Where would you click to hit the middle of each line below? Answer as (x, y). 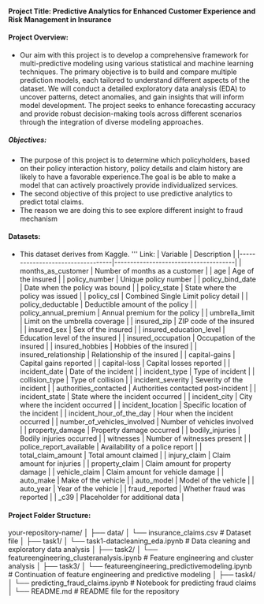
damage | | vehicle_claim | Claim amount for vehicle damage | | (122, 472)
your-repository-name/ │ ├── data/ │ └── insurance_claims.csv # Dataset (130, 533)
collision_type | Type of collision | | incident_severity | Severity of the (131, 379)
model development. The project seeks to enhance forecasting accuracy (138, 105)
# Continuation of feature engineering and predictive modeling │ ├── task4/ (132, 575)
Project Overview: (38, 37)
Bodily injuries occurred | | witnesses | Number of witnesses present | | (135, 438)
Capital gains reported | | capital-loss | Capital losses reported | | (125, 363)
